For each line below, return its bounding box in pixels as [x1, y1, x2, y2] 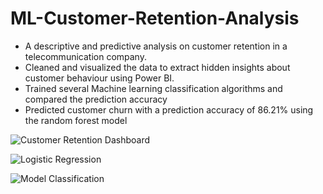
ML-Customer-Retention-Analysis [10, 7, 300, 30]
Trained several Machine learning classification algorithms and [24, 82, 283, 94]
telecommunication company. [24, 50, 147, 62]
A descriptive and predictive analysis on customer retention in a [24, 40, 288, 52]
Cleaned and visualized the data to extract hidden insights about [24, 61, 291, 73]
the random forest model [24, 114, 128, 126]
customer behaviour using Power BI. [24, 72, 175, 84]
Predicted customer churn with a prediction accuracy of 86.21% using [24, 103, 314, 116]
